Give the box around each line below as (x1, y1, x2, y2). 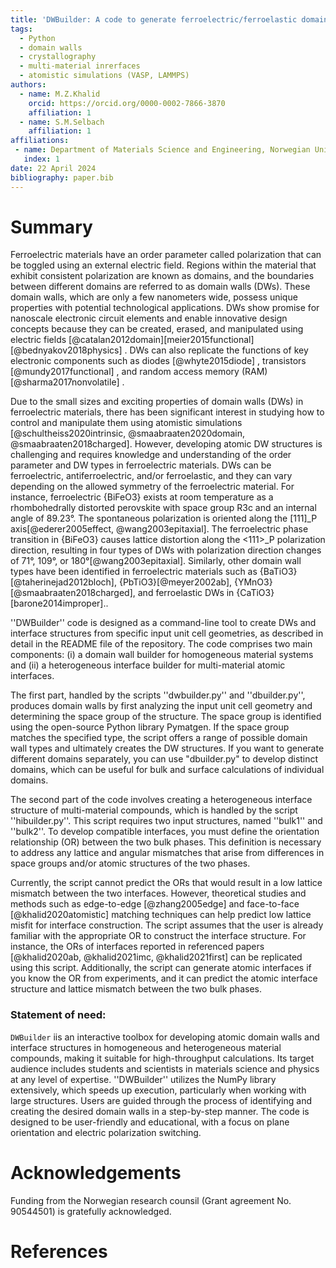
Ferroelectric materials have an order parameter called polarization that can (10, 249, 322, 261)
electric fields (10, 334, 67, 346)
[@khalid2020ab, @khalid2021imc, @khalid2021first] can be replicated (10, 951, 303, 963)
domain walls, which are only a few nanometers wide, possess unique (10, 291, 298, 303)
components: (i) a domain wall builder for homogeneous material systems (10, 649, 314, 661)
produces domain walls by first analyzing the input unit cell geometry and (10, 700, 313, 712)
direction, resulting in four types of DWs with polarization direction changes (10, 544, 322, 556)
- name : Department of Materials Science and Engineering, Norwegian (14, 145, 311, 155)
